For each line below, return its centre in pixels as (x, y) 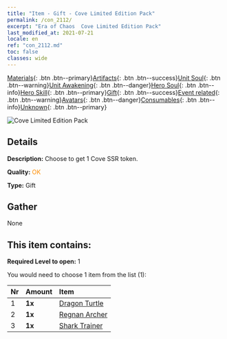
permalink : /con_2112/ (40, 20)
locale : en (23, 39)
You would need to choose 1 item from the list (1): (77, 275)
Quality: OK (24, 172)
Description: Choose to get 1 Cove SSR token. (73, 158)
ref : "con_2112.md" (35, 45)
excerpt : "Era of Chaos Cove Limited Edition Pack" (84, 26)
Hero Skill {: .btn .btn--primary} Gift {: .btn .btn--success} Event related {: (120, 92)
